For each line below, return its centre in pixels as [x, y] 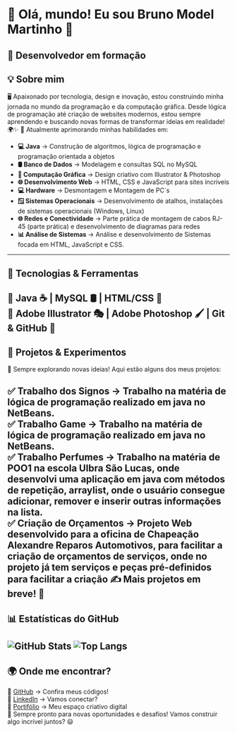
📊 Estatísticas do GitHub [63, 618]
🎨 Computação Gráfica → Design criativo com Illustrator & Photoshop [119, 175]
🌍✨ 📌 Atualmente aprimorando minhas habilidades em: [88, 130]
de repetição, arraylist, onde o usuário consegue [116, 490]
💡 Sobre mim [36, 79]
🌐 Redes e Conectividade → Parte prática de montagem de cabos [114, 218]
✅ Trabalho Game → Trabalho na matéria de [105, 425]
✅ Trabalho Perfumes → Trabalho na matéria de [114, 457]
